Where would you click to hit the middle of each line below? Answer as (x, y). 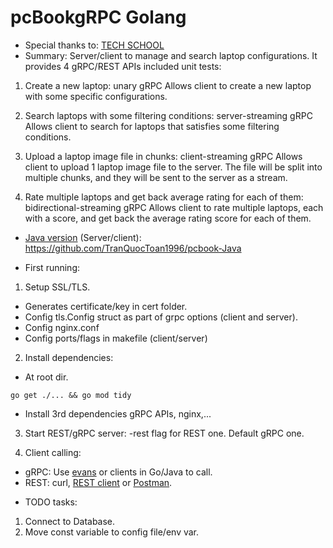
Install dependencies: (69, 357)
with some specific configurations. (96, 96)
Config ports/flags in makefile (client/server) (116, 338)
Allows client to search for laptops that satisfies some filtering (152, 126)
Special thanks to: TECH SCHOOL (94, 45)
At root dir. (46, 377)
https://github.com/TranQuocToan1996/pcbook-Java (133, 248)
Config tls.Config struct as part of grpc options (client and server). (161, 317)
